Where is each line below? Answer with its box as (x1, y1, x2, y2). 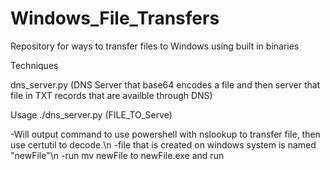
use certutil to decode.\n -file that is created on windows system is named (10, 138, 317, 151)
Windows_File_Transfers (10, 7, 220, 30)
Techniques (10, 59, 59, 71)
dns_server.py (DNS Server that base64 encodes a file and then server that (10, 78, 321, 91)
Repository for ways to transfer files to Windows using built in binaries (10, 40, 300, 52)
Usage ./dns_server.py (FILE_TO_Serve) (10, 108, 173, 121)
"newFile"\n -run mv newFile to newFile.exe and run (10, 149, 225, 161)
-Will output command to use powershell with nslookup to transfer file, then (10, 128, 321, 140)
